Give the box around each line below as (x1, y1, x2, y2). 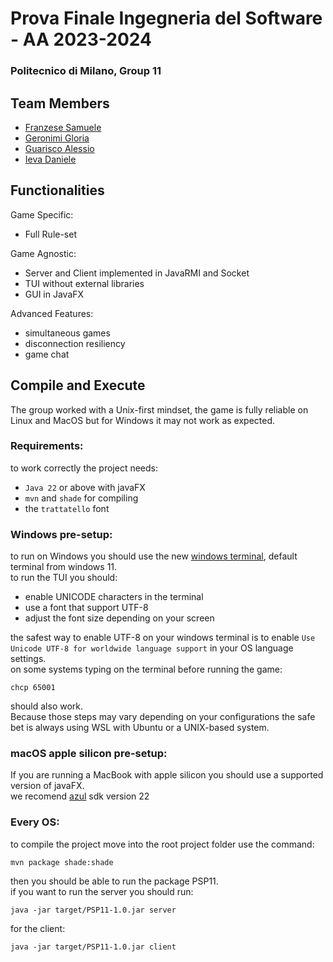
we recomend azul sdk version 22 (10, 790, 150, 802)
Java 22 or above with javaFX (24, 481, 146, 493)
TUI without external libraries (24, 277, 145, 289)
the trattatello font (24, 502, 110, 514)
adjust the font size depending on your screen (24, 612, 215, 624)
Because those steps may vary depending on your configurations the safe (10, 711, 316, 723)
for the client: (10, 922, 66, 934)
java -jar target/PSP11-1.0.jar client (10, 942, 177, 952)
